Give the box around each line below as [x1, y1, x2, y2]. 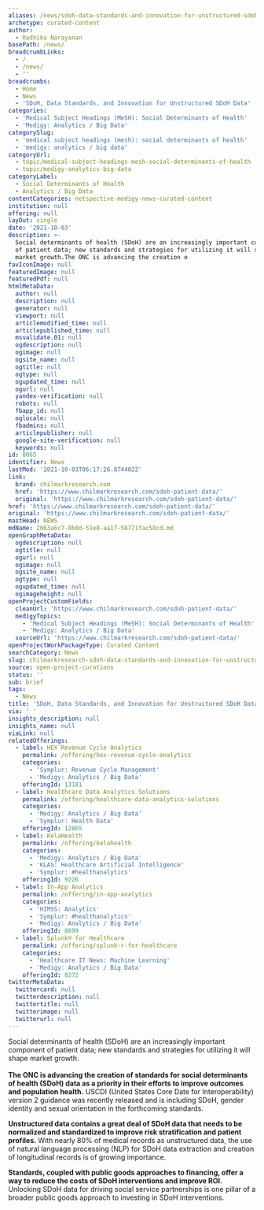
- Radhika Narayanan [15, 33, 82, 42]
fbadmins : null [15, 421, 65, 429]
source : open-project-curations [8, 663, 114, 671]
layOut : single [8, 217, 58, 225]
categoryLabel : [8, 173, 58, 181]
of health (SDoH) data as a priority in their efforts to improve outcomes [8, 1078, 244, 1088]
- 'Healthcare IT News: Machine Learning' [28, 956, 170, 964]
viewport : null [15, 312, 65, 320]
